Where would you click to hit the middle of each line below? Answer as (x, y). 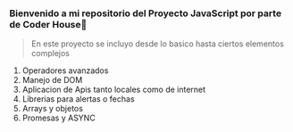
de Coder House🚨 (48, 24)
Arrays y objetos (52, 109)
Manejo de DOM (52, 80)
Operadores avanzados (65, 70)
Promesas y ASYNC (59, 118)
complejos (50, 54)
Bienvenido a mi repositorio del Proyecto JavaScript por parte (146, 13)
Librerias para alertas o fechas (79, 99)
